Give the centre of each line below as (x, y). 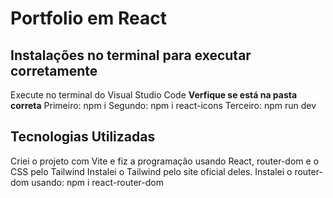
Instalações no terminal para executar (131, 55)
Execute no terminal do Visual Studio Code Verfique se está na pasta (154, 95)
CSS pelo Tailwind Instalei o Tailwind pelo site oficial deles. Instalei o (151, 171)
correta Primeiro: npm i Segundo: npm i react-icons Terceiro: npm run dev (163, 105)
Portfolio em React (88, 18)
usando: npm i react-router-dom (97, 182)
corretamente (54, 70)
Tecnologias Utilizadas (83, 137)
